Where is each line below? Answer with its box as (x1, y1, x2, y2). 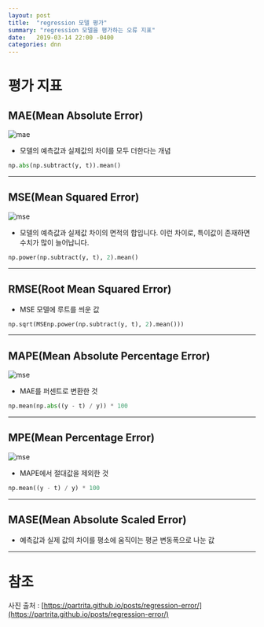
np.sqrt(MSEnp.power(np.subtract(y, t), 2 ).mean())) (8, 320, 185, 328)
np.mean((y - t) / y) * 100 (8, 484, 101, 492)
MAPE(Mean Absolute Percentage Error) (8, 349, 211, 363)
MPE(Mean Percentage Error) (8, 431, 155, 444)
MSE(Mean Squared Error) (8, 190, 140, 205)
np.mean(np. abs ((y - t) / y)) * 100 (8, 402, 128, 410)
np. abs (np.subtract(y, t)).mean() (8, 162, 122, 170)
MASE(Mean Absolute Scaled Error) (8, 513, 187, 527)
